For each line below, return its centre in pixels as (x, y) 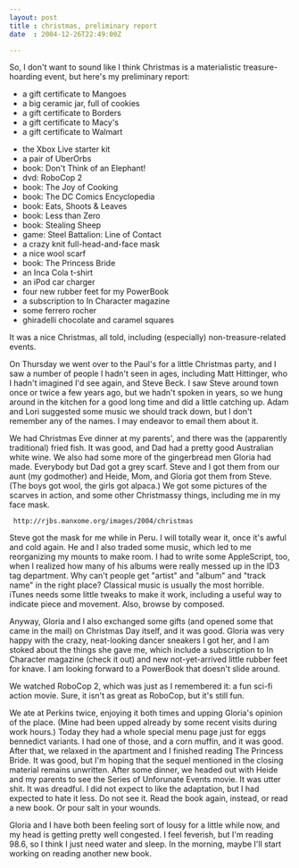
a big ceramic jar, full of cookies (81, 104)
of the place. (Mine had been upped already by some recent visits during (143, 722)
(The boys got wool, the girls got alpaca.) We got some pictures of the (138, 486)
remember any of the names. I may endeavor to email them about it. (134, 421)
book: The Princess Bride (69, 263)
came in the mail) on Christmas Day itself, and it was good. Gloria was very (147, 631)
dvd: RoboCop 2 (52, 178)
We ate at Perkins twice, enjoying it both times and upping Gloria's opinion (146, 713)
